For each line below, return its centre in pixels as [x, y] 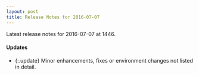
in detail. [25, 67]
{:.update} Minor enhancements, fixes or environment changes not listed [104, 60]
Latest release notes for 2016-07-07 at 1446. [61, 34]
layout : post [22, 12]
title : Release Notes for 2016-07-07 [53, 17]
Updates [17, 47]
